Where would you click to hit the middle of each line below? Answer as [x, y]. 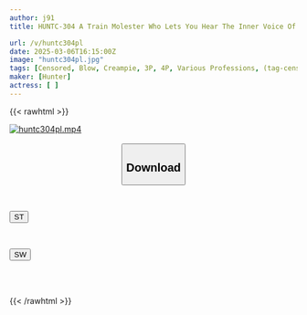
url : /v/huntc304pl [47, 43]
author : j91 [32, 18]
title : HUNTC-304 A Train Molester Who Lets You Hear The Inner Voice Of [153, 26]
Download [153, 168]
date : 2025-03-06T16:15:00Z [63, 51]
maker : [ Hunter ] [40, 77]
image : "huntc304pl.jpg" [57, 60]
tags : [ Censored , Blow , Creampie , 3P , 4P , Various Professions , [134, 68]
